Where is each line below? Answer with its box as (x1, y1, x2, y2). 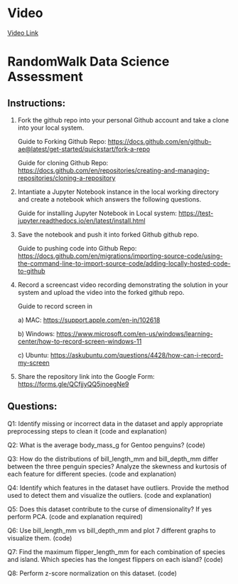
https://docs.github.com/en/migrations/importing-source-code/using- (17, 251, 223, 260)
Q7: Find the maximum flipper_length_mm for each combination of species (7, 547, 226, 556)
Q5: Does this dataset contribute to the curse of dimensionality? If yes (7, 504, 212, 513)
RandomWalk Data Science (7, 53, 170, 70)
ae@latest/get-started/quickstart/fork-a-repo (17, 145, 151, 153)
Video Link (7, 28, 39, 37)
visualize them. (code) (7, 533, 72, 542)
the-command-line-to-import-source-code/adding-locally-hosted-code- (17, 259, 231, 268)
